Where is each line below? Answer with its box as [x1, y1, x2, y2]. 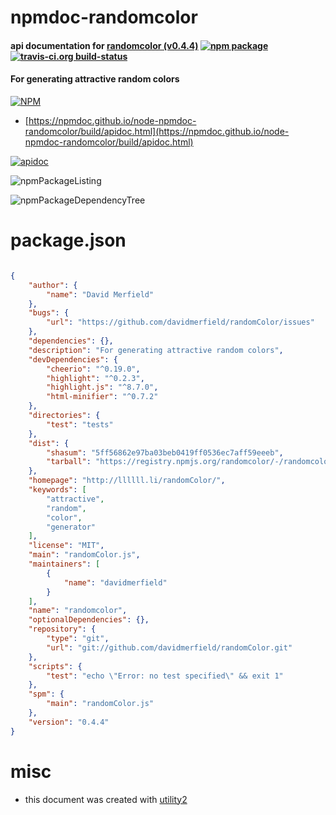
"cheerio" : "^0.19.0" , [46, 364, 141, 374]
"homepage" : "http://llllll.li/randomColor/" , [28, 476, 226, 486]
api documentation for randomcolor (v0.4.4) [10, 39, 199, 51]
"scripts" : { [28, 661, 83, 671]
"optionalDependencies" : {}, [28, 615, 150, 625]
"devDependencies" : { [28, 354, 118, 365]
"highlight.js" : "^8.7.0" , [46, 382, 159, 393]
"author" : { [28, 280, 78, 290]
